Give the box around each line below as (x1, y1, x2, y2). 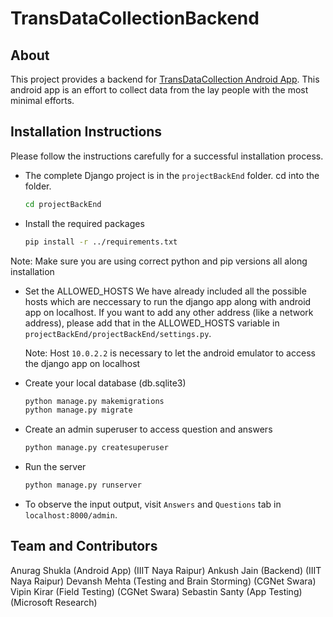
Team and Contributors (10, 538, 158, 555)
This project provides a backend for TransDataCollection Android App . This (10, 73, 320, 85)
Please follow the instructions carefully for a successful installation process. (10, 150, 324, 162)
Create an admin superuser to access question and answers (24, 423, 273, 436)
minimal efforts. (10, 95, 75, 106)
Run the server (24, 461, 87, 473)
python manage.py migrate (24, 405, 133, 416)
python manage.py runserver (24, 480, 142, 491)
